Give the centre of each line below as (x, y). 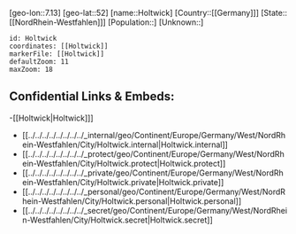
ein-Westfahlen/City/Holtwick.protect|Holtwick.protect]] (124, 163)
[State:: (274, 13)
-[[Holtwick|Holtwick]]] (52, 118)
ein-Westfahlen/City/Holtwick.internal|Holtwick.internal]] (125, 144)
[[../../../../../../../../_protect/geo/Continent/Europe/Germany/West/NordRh (153, 153)
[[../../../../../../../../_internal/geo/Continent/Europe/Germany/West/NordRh (154, 135)
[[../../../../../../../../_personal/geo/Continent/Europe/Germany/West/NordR (153, 191)
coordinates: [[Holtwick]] (59, 46)
